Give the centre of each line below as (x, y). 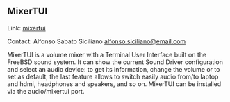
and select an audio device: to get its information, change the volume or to (114, 69)
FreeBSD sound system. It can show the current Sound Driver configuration (115, 62)
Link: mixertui (27, 28)
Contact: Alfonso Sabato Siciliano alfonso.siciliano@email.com (97, 41)
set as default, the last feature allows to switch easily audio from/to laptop (113, 76)
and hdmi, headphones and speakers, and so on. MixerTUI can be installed (114, 84)
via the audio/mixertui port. (46, 91)
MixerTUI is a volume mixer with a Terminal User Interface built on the (107, 54)
